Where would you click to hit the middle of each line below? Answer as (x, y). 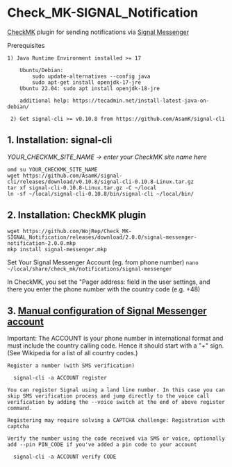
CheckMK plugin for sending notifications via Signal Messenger (98, 32)
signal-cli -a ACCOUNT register (60, 378)
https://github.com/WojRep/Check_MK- (77, 231)
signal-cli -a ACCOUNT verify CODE (65, 457)
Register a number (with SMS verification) (71, 366)
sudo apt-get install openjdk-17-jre (86, 82)
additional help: (45, 101)
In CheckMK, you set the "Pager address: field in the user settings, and (109, 282)
